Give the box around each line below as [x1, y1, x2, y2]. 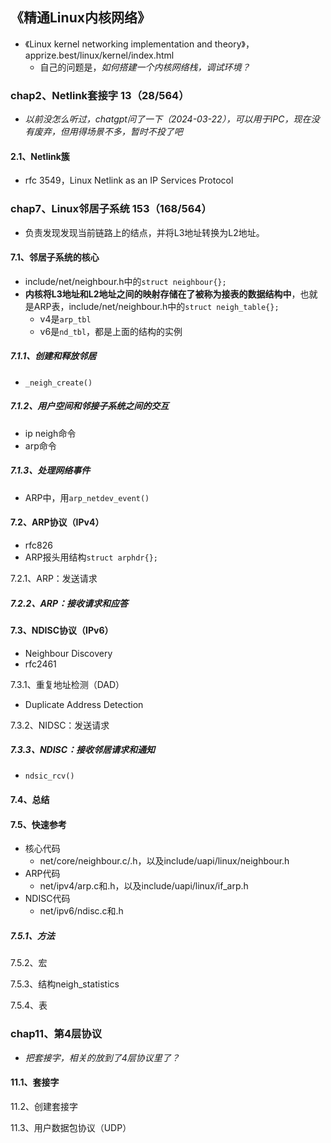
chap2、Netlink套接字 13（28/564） [10, 88, 190, 102]
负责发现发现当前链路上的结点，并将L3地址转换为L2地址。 [24, 226, 265, 238]
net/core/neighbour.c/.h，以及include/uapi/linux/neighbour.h [39, 855, 290, 867]
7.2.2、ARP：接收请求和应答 [10, 597, 129, 609]
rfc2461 [24, 658, 57, 670]
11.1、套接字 [10, 1076, 60, 1088]
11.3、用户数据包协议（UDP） [10, 1121, 132, 1133]
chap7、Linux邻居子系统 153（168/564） [10, 202, 212, 216]
